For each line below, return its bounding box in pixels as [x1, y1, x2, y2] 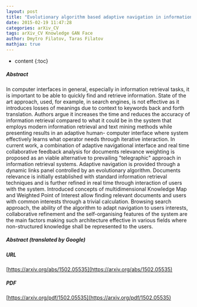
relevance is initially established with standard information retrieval [6, 173, 167, 180]
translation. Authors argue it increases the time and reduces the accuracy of [6, 110, 191, 117]
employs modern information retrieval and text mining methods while [6, 123, 173, 130]
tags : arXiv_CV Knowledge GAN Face [6, 31, 93, 36]
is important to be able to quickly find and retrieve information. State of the [6, 92, 186, 99]
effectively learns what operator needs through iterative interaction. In [6, 136, 175, 143]
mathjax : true [6, 42, 41, 48]
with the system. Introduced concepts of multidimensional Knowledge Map [6, 185, 187, 193]
